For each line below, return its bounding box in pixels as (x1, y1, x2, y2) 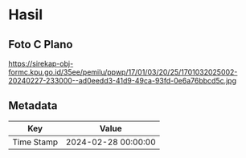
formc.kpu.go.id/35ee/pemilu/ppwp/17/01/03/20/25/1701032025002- (8, 67, 238, 77)
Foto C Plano (8, 38, 73, 51)
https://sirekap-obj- (8, 59, 74, 68)
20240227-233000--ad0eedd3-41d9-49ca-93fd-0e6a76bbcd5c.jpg (8, 76, 237, 85)
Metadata (8, 99, 58, 113)
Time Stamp (12, 136, 59, 148)
